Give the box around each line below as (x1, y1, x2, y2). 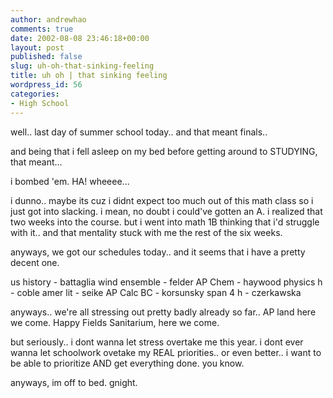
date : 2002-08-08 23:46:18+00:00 (10, 33, 150, 43)
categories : (10, 89, 60, 99)
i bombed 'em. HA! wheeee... (10, 175, 130, 187)
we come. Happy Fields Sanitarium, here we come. (10, 316, 220, 328)
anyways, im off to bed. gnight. (10, 376, 138, 388)
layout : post (10, 42, 65, 53)
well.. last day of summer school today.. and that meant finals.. (10, 126, 268, 138)
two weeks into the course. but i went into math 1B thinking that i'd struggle (10, 216, 320, 228)
